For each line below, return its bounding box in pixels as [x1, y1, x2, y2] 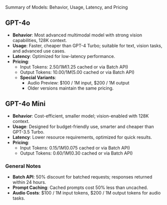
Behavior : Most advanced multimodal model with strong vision [12, 32, 142, 38]
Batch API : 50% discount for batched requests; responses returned [12, 173, 152, 179]
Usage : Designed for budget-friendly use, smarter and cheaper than [12, 123, 154, 129]
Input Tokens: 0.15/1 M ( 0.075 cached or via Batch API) [20, 144, 130, 150]
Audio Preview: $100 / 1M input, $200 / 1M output [27, 79, 129, 85]
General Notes [5, 162, 41, 169]
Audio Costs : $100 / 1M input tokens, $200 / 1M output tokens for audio [12, 189, 161, 195]
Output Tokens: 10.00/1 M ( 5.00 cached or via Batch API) [20, 69, 135, 75]
